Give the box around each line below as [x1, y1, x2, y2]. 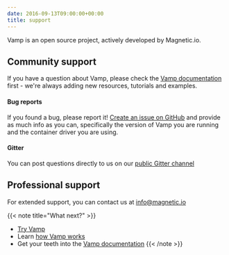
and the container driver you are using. [7, 128, 119, 136]
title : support [7, 17, 51, 24]
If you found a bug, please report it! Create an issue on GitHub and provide [7, 113, 221, 122]
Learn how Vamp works [17, 232, 85, 240]
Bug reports [7, 97, 43, 106]
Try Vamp [17, 224, 45, 233]
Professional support [7, 179, 101, 191]
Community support [7, 56, 97, 67]
